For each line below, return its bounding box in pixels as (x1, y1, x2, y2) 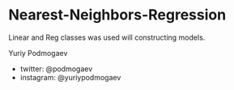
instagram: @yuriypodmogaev (19, 72, 121, 82)
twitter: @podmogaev (19, 63, 93, 74)
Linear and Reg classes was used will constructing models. (8, 32, 206, 42)
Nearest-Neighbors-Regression (8, 6, 227, 24)
